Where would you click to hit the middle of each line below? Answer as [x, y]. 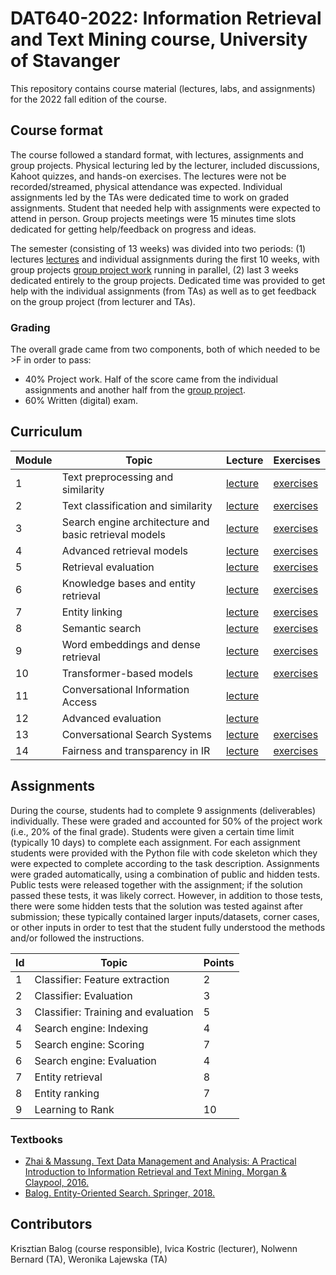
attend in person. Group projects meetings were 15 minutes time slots [153, 218]
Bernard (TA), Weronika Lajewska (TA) [89, 1259]
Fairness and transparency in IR [136, 750]
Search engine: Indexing [91, 1028]
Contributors [51, 1224]
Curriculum [46, 432]
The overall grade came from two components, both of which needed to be [165, 349]
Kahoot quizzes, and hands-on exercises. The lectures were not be [148, 176]
